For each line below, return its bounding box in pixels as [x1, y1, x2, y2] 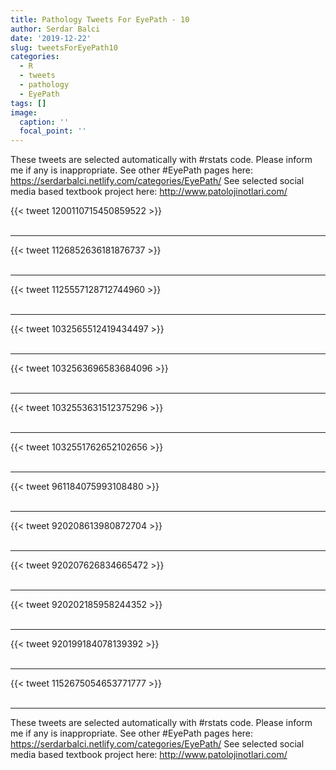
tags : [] [10, 98, 47, 108]
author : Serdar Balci [10, 24, 101, 34]
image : [10, 107, 38, 118]
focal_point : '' [19, 126, 87, 136]
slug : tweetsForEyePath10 [10, 42, 118, 53]
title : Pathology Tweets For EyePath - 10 [10, 14, 190, 25]
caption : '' [19, 117, 70, 127]
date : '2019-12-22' [10, 33, 92, 43]
